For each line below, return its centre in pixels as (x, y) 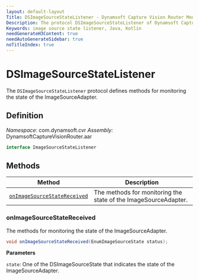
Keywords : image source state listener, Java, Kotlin (74, 28)
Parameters (21, 253)
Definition (25, 116)
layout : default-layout (36, 12)
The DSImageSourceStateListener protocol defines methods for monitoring (96, 90)
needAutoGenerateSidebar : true (45, 39)
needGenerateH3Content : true (42, 34)
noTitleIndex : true (30, 45)
